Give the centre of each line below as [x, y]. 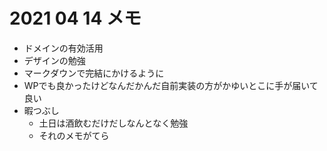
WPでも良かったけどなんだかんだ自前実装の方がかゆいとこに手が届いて [171, 85]
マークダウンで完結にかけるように [94, 73]
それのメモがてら [74, 135]
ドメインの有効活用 [63, 48]
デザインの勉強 [54, 60]
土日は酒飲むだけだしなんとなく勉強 [113, 123]
